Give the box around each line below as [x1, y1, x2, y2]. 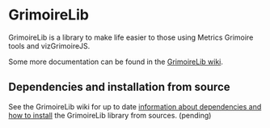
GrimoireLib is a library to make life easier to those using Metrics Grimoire [8, 32, 254, 42]
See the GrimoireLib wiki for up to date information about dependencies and [8, 101, 262, 111]
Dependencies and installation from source [8, 80, 230, 94]
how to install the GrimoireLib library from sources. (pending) [8, 110, 212, 120]
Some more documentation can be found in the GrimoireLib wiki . [8, 57, 224, 66]
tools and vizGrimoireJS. [8, 41, 91, 50]
